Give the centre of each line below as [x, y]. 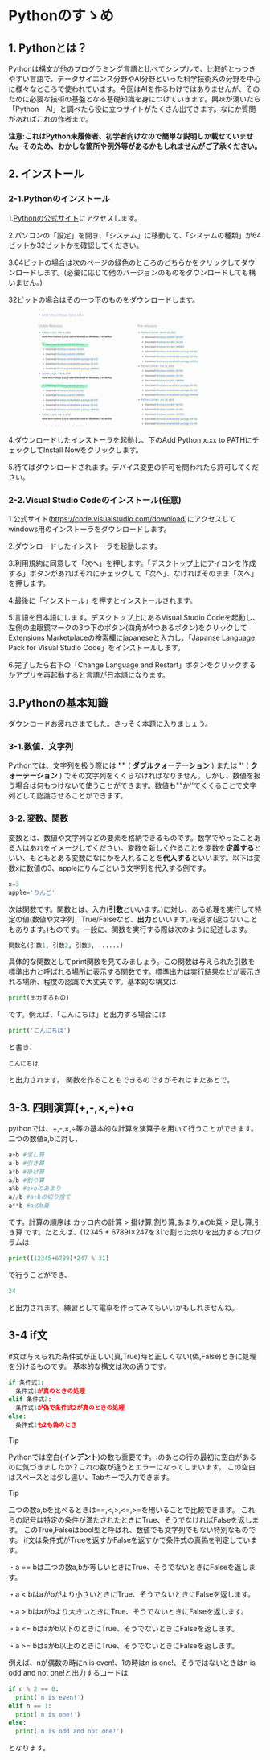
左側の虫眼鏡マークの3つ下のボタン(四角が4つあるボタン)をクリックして [128, 628]
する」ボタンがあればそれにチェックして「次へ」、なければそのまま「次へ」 [133, 573]
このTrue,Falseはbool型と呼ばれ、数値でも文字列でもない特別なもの [136, 1530]
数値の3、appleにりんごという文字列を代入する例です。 [118, 868]
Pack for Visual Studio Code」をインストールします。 [96, 648]
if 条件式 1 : [27, 1383]
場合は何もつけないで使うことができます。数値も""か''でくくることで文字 [136, 785]
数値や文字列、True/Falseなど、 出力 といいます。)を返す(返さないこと [145, 919]
